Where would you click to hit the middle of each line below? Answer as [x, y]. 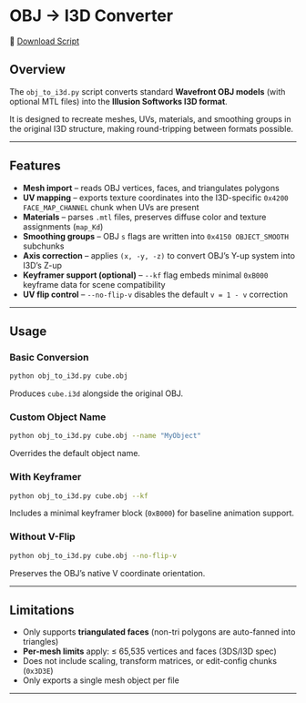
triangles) [41, 642]
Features [35, 166]
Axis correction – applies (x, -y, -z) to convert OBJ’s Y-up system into [159, 255]
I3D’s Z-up [42, 265]
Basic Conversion [49, 357]
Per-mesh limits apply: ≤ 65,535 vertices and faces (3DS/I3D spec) [149, 651]
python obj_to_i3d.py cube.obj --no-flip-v [93, 555]
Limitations [42, 611]
